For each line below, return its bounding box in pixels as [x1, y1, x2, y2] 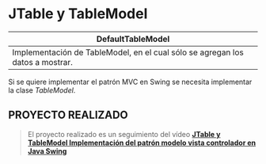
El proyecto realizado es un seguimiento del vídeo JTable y [27, 129, 221, 139]
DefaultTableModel [96, 33, 170, 44]
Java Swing [27, 146, 67, 155]
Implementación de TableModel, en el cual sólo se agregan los [12, 47, 244, 58]
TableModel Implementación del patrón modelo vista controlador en [27, 138, 256, 147]
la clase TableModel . [8, 85, 76, 95]
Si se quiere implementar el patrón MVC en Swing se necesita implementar [8, 77, 253, 86]
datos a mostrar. [12, 56, 74, 67]
